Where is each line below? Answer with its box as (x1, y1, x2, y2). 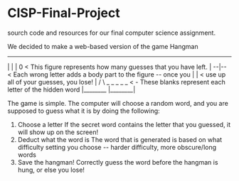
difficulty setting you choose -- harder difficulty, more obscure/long (17, 143, 217, 151)
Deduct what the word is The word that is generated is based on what (17, 135, 223, 143)
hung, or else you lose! (17, 165, 85, 174)
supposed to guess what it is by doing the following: (7, 106, 160, 115)
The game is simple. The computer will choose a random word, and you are (7, 99, 229, 107)
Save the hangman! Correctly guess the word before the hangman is (17, 158, 218, 166)
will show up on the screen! (17, 128, 98, 136)
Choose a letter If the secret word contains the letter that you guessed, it (17, 120, 231, 128)
